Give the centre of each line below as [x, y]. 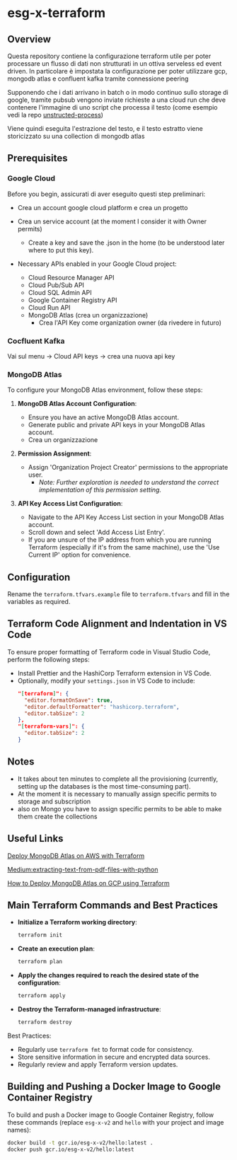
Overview [29, 39]
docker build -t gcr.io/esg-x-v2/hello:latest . [80, 1143]
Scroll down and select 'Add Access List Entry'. [97, 533]
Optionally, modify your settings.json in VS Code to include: [106, 680]
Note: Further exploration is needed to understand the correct [129, 482]
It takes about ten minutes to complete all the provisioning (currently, [117, 779]
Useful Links [35, 839]
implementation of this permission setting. [100, 490]
